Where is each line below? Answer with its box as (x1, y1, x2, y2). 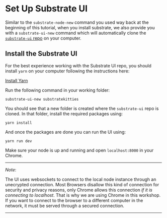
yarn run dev (5, 138, 32, 144)
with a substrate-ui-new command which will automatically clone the (5, 30, 147, 36)
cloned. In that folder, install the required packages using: (5, 110, 123, 116)
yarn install (5, 120, 32, 125)
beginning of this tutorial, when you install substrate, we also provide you (5, 24, 155, 30)
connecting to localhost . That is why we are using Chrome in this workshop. (5, 192, 161, 198)
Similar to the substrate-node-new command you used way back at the (5, 19, 149, 25)
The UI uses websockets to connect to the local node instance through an (5, 176, 157, 182)
